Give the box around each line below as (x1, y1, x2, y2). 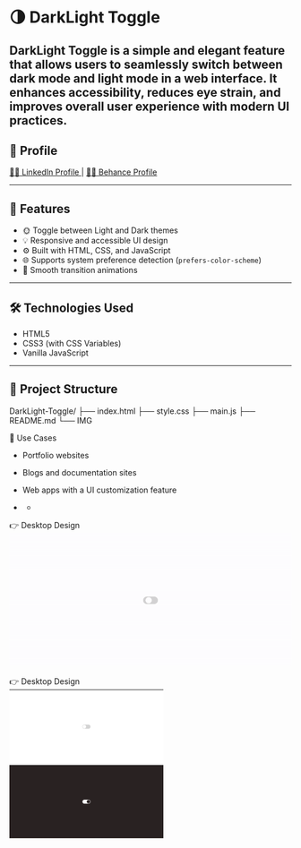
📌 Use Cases (9, 433, 57, 443)
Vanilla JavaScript (21, 347, 90, 358)
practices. (9, 113, 68, 128)
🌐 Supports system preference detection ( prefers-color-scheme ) (21, 254, 262, 266)
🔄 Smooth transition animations (21, 265, 138, 276)
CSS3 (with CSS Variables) (21, 338, 122, 349)
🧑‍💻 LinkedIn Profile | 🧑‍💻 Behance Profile (9, 167, 158, 177)
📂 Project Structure (9, 381, 118, 397)
